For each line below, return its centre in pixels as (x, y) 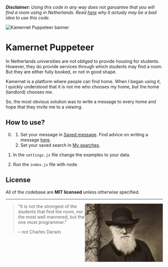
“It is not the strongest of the (47, 206)
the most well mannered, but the (51, 217)
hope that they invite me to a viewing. (44, 107)
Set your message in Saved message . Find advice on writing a (84, 134)
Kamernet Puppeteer (50, 47)
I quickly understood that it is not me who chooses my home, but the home (83, 87)
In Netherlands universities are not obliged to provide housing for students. (83, 61)
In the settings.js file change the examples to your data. (72, 155)
